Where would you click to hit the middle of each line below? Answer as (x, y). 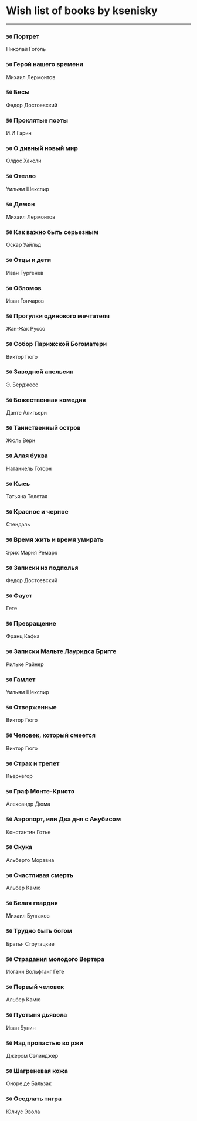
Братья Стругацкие (30, 944)
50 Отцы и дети (29, 260)
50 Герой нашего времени (45, 64)
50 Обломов (24, 288)
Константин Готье (28, 832)
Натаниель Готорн (29, 468)
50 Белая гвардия (32, 903)
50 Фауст (19, 595)
